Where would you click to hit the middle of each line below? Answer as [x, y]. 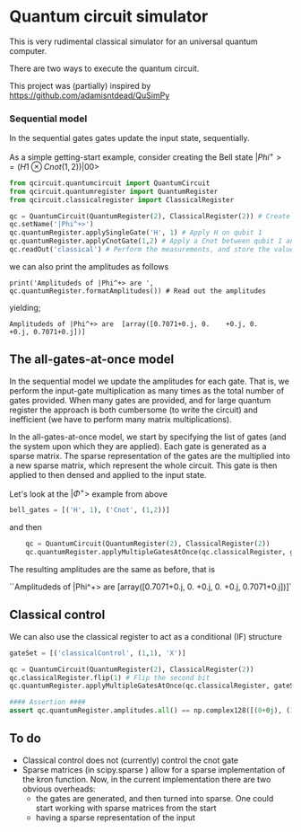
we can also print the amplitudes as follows [89, 266]
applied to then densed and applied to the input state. [108, 474]
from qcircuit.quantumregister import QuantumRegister [114, 191]
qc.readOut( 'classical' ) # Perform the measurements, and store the [140, 250]
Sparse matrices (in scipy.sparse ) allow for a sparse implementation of [154, 769]
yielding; [25, 307]
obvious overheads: [59, 789]
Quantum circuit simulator [109, 17]
